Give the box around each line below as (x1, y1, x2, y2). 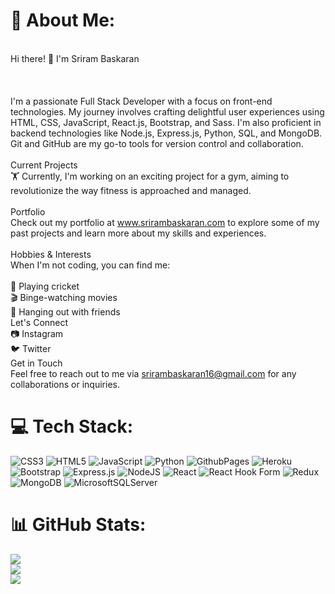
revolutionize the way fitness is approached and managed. (10, 184, 252, 196)
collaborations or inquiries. (10, 378, 120, 390)
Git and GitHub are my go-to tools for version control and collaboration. (10, 137, 304, 149)
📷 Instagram (10, 327, 64, 339)
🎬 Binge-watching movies (10, 291, 118, 303)
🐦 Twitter (10, 342, 52, 354)
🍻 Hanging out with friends (10, 305, 121, 318)
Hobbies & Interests (10, 248, 92, 260)
